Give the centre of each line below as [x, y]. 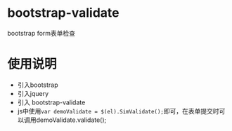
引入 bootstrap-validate [51, 102]
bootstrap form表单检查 [41, 33]
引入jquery [33, 93]
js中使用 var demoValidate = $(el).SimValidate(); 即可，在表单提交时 [118, 111]
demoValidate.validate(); [71, 120]
